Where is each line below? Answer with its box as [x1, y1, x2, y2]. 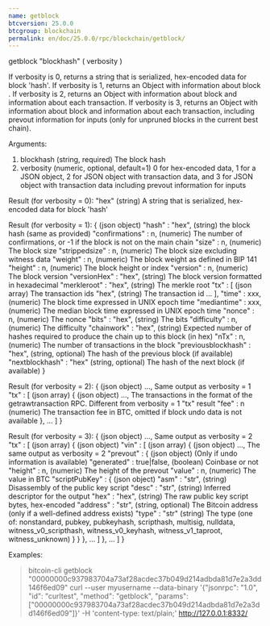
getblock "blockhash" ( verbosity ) [8, 56, 123, 66]
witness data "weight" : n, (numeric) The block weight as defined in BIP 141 [8, 255, 258, 265]
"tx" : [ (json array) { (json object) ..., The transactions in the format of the [8, 390, 253, 400]
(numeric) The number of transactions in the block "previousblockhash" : [8, 340, 251, 350]
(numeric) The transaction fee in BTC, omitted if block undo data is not [8, 407, 243, 417]
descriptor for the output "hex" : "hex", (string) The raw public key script [8, 491, 249, 501]
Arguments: [8, 139, 48, 149]
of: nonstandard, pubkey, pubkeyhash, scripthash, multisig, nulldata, [8, 517, 235, 527]
